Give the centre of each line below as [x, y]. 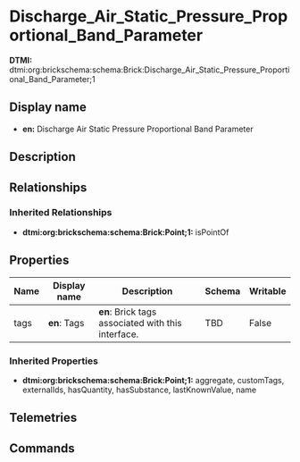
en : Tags [66, 323]
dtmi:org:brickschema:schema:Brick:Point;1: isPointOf [125, 232]
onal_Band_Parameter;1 [52, 79]
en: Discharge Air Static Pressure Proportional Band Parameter [137, 129]
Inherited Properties [54, 361]
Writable [267, 290]
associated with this [141, 323]
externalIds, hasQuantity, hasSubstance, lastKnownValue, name [139, 390]
